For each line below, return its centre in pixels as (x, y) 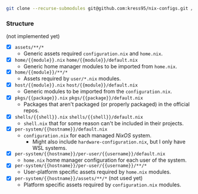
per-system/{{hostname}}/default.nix (61, 129)
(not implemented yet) (33, 36)
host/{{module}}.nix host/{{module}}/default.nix (76, 85)
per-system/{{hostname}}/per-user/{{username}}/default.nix (90, 154)
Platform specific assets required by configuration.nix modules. (102, 185)
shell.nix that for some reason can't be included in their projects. (103, 123)
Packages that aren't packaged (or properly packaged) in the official (106, 104)
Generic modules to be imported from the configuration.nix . (98, 91)
